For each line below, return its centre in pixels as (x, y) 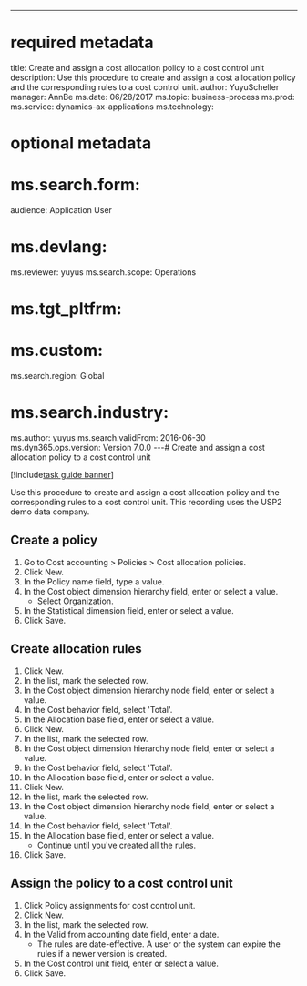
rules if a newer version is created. (102, 953)
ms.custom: (57, 351)
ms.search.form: (75, 185)
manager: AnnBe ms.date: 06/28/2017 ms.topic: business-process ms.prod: (153, 97)
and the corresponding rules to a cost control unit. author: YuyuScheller (145, 86)
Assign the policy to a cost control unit (122, 884)
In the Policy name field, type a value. (94, 581)
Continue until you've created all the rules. (117, 845)
